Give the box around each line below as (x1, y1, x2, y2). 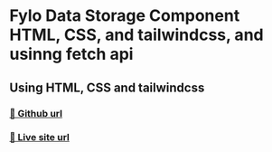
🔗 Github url (9, 107, 63, 119)
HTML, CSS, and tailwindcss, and (9, 24, 264, 45)
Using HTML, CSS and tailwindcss (9, 80, 205, 95)
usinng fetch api (9, 44, 134, 64)
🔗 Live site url (9, 131, 70, 144)
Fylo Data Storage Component (9, 5, 240, 26)
